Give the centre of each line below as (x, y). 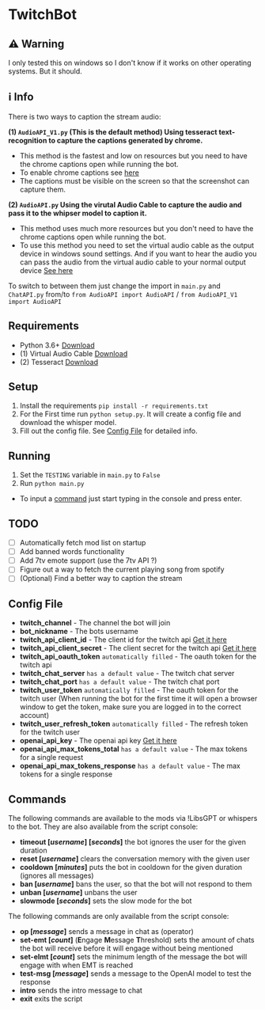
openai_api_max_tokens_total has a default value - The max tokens (133, 749)
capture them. (42, 189)
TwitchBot (43, 15)
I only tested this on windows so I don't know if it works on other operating (130, 63)
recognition (28, 140)
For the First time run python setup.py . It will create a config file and (130, 414)
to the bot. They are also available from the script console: (103, 826)
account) (34, 716)
